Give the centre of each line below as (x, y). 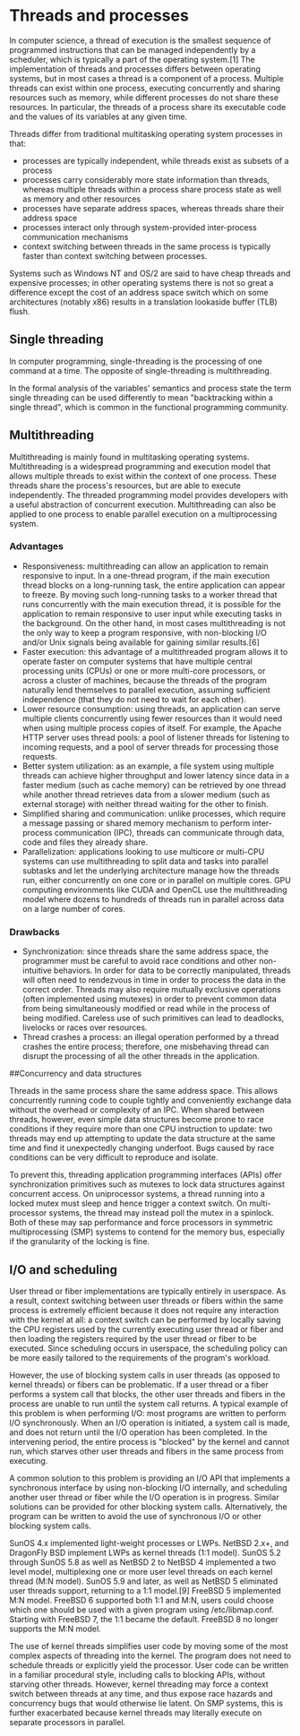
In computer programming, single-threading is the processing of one (136, 361)
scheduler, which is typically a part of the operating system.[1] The (132, 59)
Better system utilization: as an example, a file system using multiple (148, 766)
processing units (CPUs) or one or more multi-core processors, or (144, 670)
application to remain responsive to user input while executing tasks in (152, 614)
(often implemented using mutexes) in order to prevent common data (150, 999)
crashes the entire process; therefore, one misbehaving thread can (146, 1047)
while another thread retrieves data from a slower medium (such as (146, 795)
